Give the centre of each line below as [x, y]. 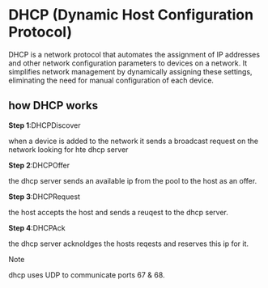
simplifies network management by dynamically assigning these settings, [130, 71]
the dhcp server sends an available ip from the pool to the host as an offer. [133, 180]
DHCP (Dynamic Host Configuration [131, 15]
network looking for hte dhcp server [68, 149]
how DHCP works [53, 106]
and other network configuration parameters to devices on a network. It [128, 63]
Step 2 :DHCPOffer [39, 165]
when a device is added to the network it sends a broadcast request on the [134, 141]
